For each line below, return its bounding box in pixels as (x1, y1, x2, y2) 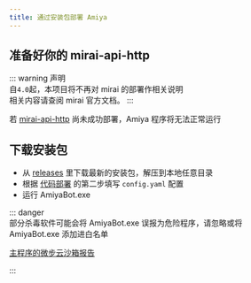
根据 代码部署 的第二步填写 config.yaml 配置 (21, 179, 184, 189)
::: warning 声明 (9, 73, 67, 84)
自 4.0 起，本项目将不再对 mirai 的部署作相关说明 (9, 84, 184, 95)
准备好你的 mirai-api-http (9, 48, 151, 63)
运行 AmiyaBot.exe (21, 189, 91, 200)
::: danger (9, 207, 44, 218)
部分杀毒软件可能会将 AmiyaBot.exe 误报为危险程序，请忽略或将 (9, 218, 243, 228)
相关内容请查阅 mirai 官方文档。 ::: (9, 95, 135, 106)
